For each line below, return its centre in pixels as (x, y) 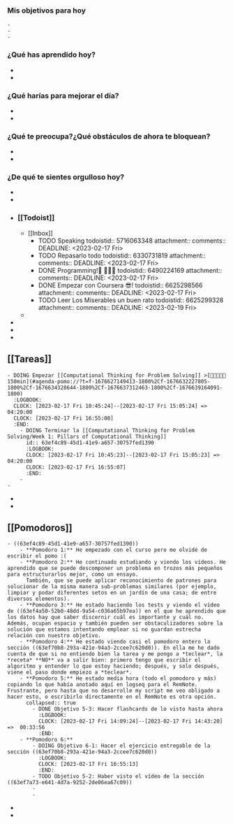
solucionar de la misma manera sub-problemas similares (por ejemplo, (112, 587)
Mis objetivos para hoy (46, 10)
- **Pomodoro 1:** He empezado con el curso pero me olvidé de (114, 550)
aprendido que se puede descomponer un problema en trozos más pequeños (115, 569)
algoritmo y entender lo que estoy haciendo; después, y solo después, (113, 667)
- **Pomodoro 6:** (46, 740)
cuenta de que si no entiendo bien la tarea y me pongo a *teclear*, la (115, 654)
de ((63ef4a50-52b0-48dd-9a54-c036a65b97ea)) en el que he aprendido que (117, 611)
